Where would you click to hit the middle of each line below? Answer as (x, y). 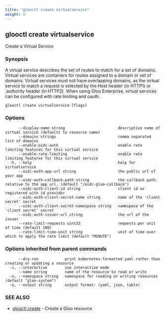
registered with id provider (35, 193)
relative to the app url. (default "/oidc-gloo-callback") (67, 184)
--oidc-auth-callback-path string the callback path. (88, 180)
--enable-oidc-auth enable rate (80, 145)
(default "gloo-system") (31, 281)
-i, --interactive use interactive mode (60, 268)
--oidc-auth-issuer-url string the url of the (83, 214)
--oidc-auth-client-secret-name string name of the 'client (89, 197)
